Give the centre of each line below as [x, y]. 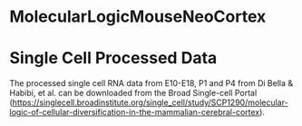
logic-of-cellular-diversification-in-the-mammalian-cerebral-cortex [135, 112]
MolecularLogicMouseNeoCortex [138, 17]
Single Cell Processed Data [113, 58]
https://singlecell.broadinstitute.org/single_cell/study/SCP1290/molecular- [150, 102]
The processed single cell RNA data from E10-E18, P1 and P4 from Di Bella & [151, 83]
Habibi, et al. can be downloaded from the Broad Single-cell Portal [133, 93]
